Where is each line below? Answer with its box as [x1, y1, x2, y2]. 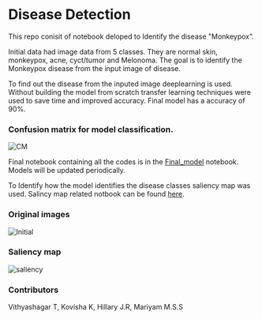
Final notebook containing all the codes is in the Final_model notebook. [8, 157, 239, 167]
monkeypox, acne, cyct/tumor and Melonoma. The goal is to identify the [8, 55, 242, 65]
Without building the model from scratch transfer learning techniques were [8, 87, 251, 96]
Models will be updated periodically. [8, 166, 126, 175]
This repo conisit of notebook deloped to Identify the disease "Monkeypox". [8, 32, 255, 41]
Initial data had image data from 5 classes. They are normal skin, [8, 47, 219, 56]
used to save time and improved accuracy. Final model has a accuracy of [8, 96, 246, 105]
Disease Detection [8, 6, 132, 24]
